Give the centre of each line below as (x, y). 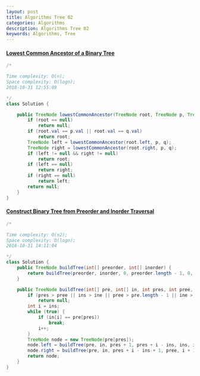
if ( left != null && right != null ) (73, 153)
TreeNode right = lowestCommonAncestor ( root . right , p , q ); (102, 148)
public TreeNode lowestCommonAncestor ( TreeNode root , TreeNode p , (101, 115)
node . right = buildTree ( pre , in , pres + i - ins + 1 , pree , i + (109, 351)
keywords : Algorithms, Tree (41, 34)
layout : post (22, 12)
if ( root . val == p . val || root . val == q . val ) (85, 131)
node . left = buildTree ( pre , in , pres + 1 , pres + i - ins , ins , (109, 345)
